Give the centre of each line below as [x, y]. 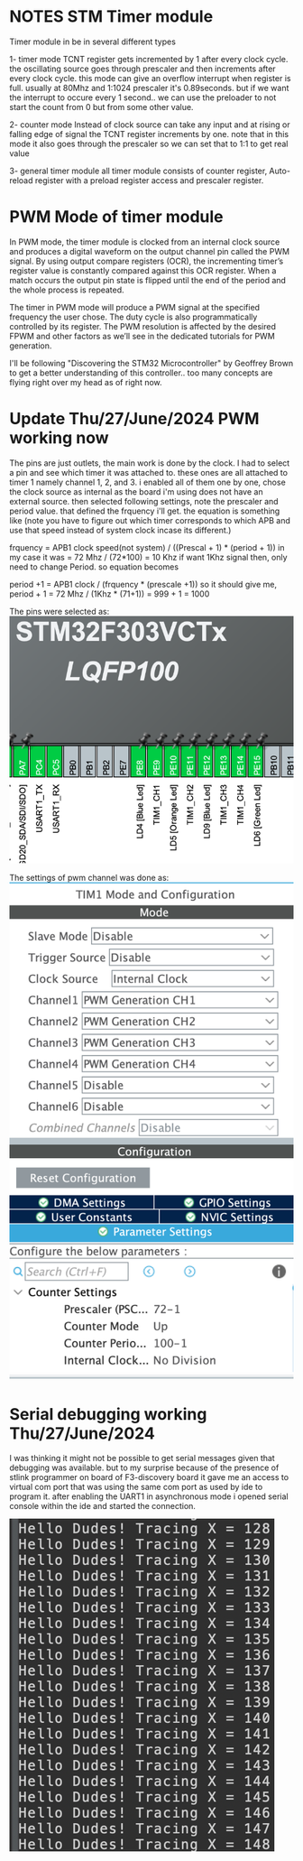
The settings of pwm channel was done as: [89, 877]
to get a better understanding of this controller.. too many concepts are [141, 373]
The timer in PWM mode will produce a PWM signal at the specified [134, 307]
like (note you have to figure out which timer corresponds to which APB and [150, 520]
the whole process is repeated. [67, 290]
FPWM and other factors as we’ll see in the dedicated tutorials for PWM [142, 336]
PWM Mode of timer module [116, 217]
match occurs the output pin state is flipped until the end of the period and [148, 280]
